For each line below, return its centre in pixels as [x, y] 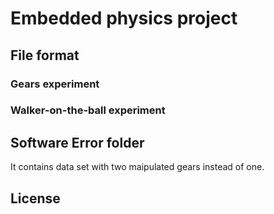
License [35, 198]
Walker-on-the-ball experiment [88, 110]
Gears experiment [55, 84]
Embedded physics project [124, 18]
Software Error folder [77, 142]
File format [45, 55]
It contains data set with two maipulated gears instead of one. [137, 167]
